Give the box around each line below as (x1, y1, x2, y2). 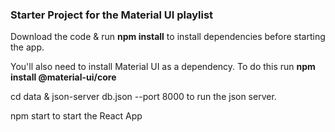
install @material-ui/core (10, 71, 117, 83)
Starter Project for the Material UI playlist (10, 8, 214, 22)
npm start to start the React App (10, 110, 143, 122)
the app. (10, 41, 45, 53)
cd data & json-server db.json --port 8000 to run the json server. (10, 91, 277, 103)
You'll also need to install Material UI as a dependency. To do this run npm (10, 61, 316, 73)
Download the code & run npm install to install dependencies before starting (10, 31, 326, 43)
